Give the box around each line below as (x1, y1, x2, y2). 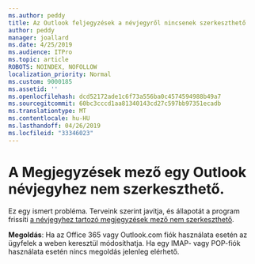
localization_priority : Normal (8, 70, 112, 78)
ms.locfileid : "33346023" (8, 129, 93, 137)
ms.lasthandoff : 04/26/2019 (8, 122, 101, 130)
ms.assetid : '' (8, 85, 59, 93)
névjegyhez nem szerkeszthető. (8, 179, 225, 198)
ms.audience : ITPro (8, 48, 73, 56)
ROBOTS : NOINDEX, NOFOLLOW (8, 63, 97, 71)
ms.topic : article (8, 56, 69, 64)
